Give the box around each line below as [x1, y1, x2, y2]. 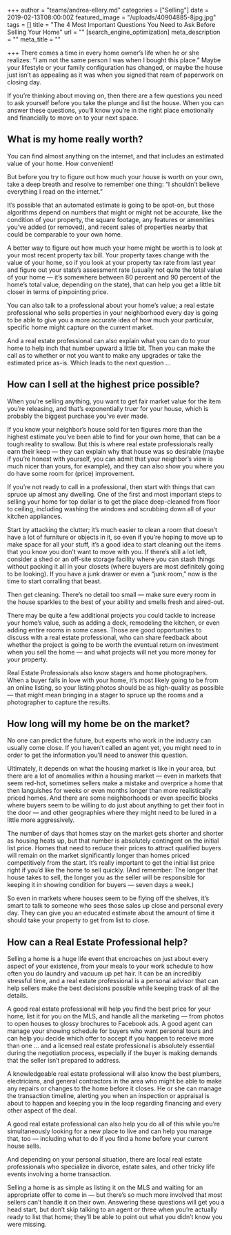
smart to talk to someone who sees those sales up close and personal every [7, 902, 223, 910]
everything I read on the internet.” [7, 187, 103, 196]
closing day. [7, 78, 41, 86]
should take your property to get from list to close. [7, 916, 150, 924]
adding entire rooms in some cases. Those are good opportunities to [7, 625, 202, 634]
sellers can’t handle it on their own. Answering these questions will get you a [7, 1198, 225, 1207]
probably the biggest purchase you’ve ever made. [7, 412, 149, 420]
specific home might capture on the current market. [7, 323, 154, 331]
